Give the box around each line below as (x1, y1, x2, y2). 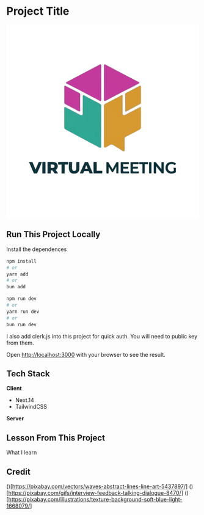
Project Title (6, 4, 70, 18)
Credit (6, 466, 31, 477)
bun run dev (6, 321, 37, 327)
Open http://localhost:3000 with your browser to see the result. (6, 351, 166, 358)
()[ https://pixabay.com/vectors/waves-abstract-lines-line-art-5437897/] (6, 483, 188, 490)
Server (6, 415, 24, 422)
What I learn (6, 449, 37, 456)
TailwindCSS (15, 403, 48, 411)
